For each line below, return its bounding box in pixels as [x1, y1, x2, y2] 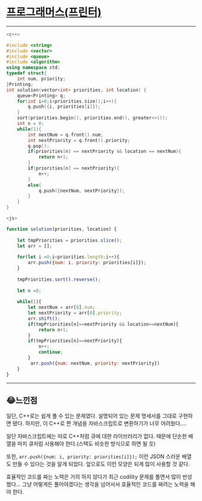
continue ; [38, 349, 63, 355]
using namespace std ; [6, 64, 61, 71]
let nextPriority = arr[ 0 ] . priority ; [28, 310, 122, 316]
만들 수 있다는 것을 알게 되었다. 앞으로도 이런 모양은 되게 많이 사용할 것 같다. [12, 461, 191, 468]
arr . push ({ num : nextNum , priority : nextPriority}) [30, 360, 161, 366]
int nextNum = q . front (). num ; [28, 132, 103, 138]
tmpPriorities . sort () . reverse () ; [17, 276, 101, 283]
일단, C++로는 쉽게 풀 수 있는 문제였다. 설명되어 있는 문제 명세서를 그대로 [6, 413, 177, 420]
